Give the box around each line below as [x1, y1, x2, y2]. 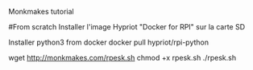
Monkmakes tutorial [8, 7, 74, 16]
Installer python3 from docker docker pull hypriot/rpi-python [8, 37, 209, 47]
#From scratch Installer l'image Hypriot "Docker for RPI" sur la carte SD [8, 22, 246, 31]
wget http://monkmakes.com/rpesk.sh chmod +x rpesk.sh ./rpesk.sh [8, 53, 236, 62]
